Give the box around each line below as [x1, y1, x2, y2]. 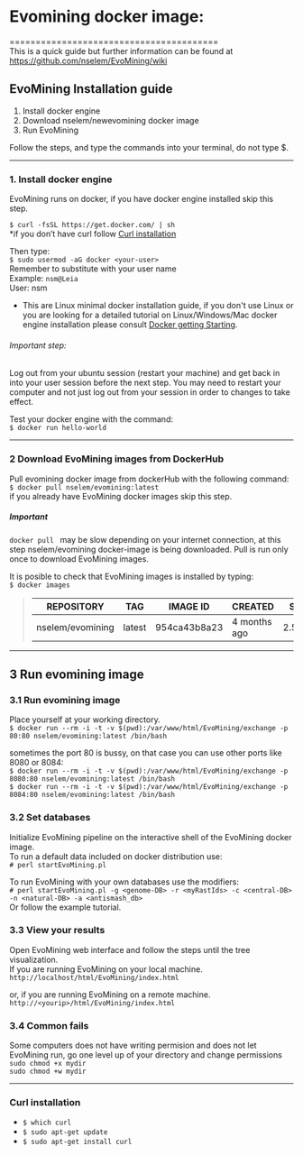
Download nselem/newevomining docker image [22, 115, 200, 125]
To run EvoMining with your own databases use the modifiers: [9, 876, 240, 887]
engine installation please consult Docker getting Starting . [22, 319, 238, 330]
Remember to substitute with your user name [9, 263, 178, 274]
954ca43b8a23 [154, 620, 224, 633]
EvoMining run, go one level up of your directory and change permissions [9, 1050, 282, 1060]
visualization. [9, 954, 59, 965]
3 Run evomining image [9, 666, 144, 682]
